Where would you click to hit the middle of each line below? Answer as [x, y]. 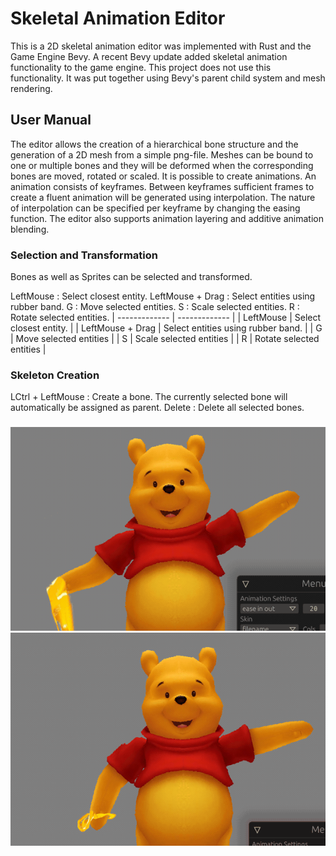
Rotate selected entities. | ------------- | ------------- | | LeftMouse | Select [166, 318]
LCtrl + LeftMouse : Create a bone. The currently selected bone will [149, 397]
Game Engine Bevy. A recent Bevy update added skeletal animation [149, 56]
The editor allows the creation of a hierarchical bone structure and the [154, 144]
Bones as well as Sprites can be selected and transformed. [131, 277]
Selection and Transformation [84, 255]
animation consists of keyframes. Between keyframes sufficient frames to [162, 186]
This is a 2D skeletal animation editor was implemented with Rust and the [161, 46]
